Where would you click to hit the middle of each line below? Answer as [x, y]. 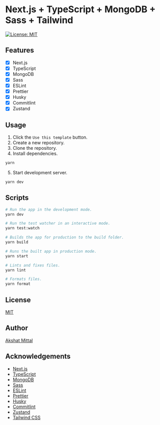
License [18, 300]
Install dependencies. [35, 153]
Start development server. [40, 172]
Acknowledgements [38, 356]
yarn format [18, 284]
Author [17, 328]
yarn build [17, 242]
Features [20, 50]
